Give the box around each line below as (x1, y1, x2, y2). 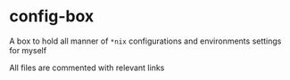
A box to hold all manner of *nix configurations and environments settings (9, 36, 282, 46)
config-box (9, 6, 95, 27)
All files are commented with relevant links (9, 62, 165, 73)
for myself (9, 44, 47, 55)
